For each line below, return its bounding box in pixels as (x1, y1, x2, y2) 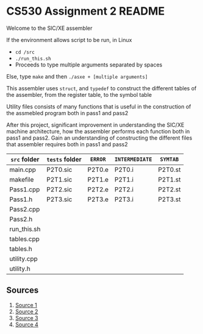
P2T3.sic (46, 195, 73, 204)
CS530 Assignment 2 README (6, 4, 165, 18)
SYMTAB (160, 155, 179, 163)
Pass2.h (9, 215, 33, 223)
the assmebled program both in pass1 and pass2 (6, 109, 129, 116)
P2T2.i (114, 185, 134, 193)
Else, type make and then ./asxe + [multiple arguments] (6, 73, 148, 80)
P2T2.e (87, 185, 109, 193)
